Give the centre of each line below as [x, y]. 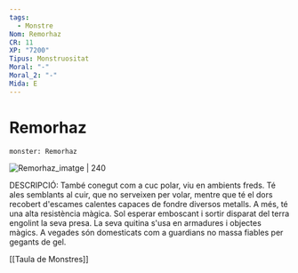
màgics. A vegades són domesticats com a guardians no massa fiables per [146, 232]
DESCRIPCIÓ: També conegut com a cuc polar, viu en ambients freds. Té [142, 185]
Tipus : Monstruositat [49, 59]
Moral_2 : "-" [33, 76]
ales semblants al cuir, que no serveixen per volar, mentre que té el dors [141, 194]
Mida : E [24, 84]
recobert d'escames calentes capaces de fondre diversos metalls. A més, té [149, 204]
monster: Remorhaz [43, 151]
